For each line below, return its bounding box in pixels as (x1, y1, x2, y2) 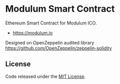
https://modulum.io (12, 30, 53, 36)
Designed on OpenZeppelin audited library (5, 39, 95, 46)
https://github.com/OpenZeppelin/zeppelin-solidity (5, 45, 112, 51)
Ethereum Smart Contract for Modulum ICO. (5, 20, 97, 26)
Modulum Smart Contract (5, 3, 115, 15)
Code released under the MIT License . (5, 73, 86, 79)
